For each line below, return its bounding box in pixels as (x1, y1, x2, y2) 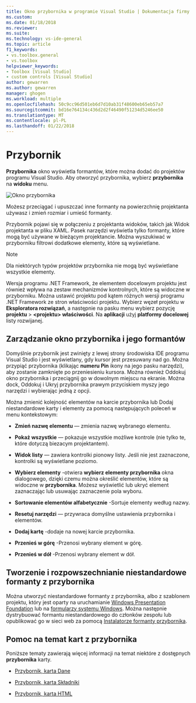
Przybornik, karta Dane (14, 667, 71, 675)
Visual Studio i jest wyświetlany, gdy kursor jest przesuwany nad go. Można (6, 356, 189, 363)
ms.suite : (6, 31, 30, 36)
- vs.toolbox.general (6, 52, 59, 58)
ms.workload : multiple (6, 96, 61, 102)
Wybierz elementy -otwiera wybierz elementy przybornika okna (14, 469, 174, 476)
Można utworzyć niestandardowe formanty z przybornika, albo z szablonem (6, 592, 190, 599)
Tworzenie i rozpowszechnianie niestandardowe (6, 567, 187, 578)
